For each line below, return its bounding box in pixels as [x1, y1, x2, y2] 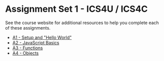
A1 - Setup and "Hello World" [12, 34, 72, 40]
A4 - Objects [12, 50, 39, 56]
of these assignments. [5, 25, 51, 30]
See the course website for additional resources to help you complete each [5, 20, 159, 26]
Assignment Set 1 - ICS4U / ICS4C [5, 3, 148, 15]
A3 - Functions [12, 45, 43, 51]
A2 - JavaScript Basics [12, 39, 60, 45]
